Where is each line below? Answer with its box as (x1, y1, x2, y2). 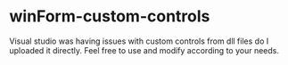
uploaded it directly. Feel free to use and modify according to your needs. (9, 45, 279, 55)
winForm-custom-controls (9, 6, 210, 27)
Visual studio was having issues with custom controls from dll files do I (9, 36, 269, 46)
